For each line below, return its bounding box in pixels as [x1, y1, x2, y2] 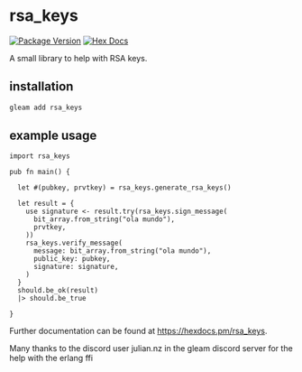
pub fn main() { [9, 168, 70, 177]
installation [9, 79, 74, 95]
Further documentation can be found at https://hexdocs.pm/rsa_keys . [9, 326, 268, 337]
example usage [9, 128, 97, 144]
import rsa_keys [9, 152, 70, 161]
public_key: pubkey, [32, 255, 111, 264]
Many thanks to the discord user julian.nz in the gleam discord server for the [9, 343, 293, 354]
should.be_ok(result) [17, 286, 99, 295]
